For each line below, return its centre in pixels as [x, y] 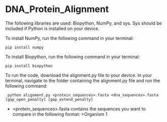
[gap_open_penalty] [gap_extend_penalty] [49, 99]
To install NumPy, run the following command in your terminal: [70, 38]
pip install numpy [24, 47]
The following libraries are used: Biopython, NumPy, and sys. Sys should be [83, 23]
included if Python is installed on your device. [52, 28]
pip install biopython [29, 66]
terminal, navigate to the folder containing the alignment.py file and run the [83, 80]
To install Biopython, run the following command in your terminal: [72, 57]
